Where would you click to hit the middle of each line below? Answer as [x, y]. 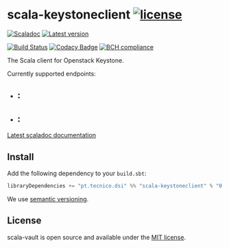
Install [21, 157]
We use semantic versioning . [48, 199]
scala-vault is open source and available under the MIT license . [97, 237]
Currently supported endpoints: [51, 74]
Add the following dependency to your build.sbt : [77, 173]
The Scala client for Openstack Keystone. [66, 60]
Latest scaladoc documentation [51, 135]
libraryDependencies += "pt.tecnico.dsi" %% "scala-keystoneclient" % [110, 185]
